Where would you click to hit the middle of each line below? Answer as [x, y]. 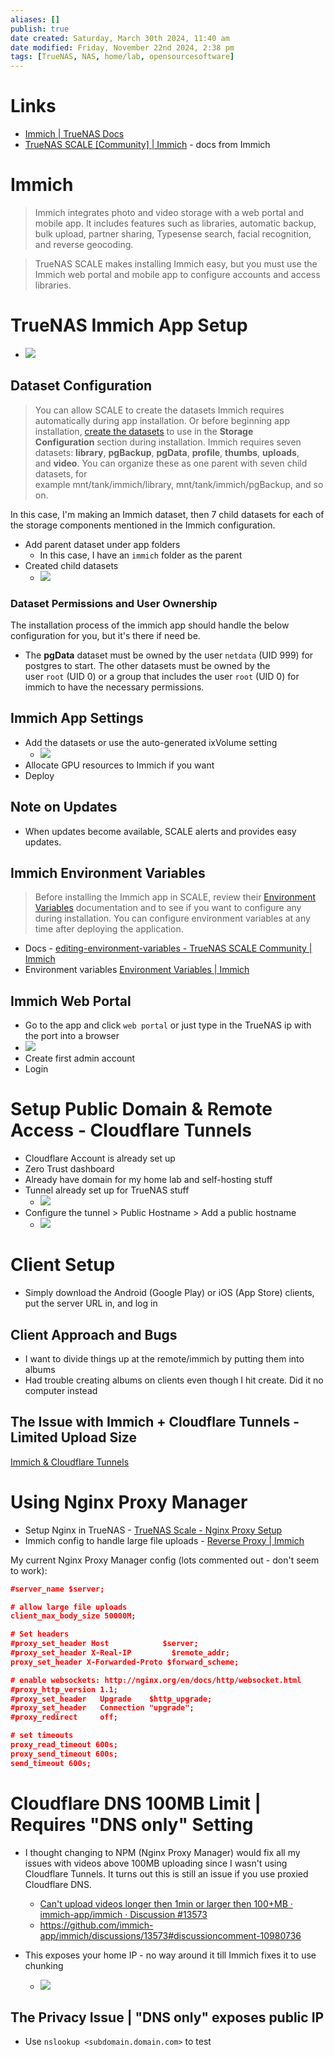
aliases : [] [35, 19]
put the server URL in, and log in [91, 1303]
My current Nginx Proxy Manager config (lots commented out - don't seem [165, 1560]
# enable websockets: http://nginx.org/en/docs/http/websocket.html [156, 1680]
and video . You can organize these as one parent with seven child [171, 463]
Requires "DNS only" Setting [132, 1824]
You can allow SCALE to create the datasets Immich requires [159, 410]
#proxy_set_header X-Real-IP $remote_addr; [120, 1653]
